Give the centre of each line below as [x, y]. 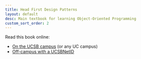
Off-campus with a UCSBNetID [43, 52]
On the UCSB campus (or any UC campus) [55, 46]
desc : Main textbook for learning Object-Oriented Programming [71, 19]
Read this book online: [27, 37]
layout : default [21, 14]
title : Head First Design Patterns [41, 10]
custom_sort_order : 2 [27, 23]
